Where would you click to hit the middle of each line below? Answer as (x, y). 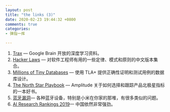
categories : (18, 29)
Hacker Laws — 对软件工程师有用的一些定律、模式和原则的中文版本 (83, 60)
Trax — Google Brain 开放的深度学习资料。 (57, 53)
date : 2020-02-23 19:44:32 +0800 (41, 19)
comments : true (21, 24)
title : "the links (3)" (30, 15)
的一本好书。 (26, 91)
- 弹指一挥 (15, 34)
